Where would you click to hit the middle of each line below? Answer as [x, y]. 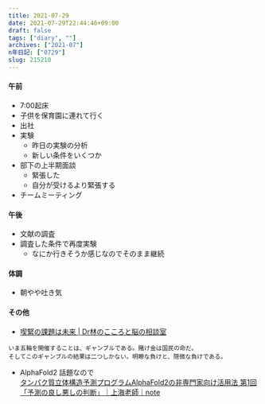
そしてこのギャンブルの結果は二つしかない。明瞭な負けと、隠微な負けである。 [117, 356]
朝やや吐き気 [41, 293]
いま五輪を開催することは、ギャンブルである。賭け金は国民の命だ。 [103, 348]
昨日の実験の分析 [60, 146]
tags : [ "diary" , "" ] [43, 38]
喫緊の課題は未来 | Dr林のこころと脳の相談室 [93, 332]
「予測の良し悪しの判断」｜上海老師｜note [90, 392]
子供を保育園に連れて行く [62, 115]
